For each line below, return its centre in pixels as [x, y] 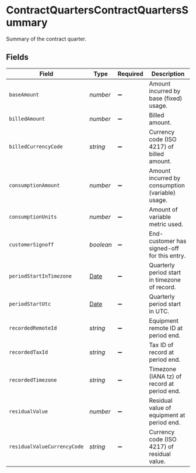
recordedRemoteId [33, 328]
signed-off [164, 248]
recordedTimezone [33, 380]
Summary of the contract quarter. [46, 39]
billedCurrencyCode [36, 146]
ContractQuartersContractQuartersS [97, 10]
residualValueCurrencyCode [46, 446]
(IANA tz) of [165, 376]
